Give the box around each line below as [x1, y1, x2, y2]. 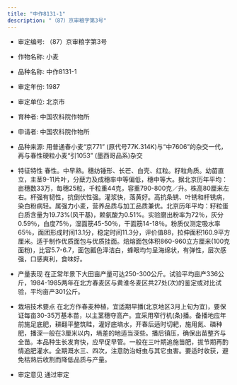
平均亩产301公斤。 [30, 287, 84, 295]
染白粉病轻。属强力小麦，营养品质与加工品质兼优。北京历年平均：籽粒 [17, 201, 223, 210]
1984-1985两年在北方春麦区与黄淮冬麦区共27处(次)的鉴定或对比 [30, 278, 216, 287]
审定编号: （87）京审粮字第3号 [17, 37, 108, 46]
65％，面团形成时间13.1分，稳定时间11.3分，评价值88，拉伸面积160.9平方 [17, 227, 231, 237]
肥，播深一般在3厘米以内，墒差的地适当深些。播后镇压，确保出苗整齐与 [17, 328, 226, 337]
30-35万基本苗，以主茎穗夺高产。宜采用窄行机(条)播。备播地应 [36, 311, 221, 319]
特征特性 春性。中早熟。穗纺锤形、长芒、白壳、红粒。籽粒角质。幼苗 [17, 166, 218, 174]
